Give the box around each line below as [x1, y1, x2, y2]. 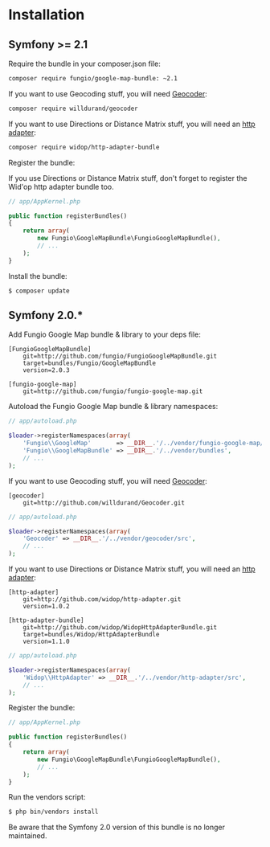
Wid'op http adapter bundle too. [8, 182, 114, 191]
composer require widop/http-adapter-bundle [8, 143, 160, 151]
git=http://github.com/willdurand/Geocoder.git [22, 498, 185, 507]
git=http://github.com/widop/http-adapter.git [22, 595, 182, 604]
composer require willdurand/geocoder [8, 104, 138, 113]
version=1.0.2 [22, 603, 70, 611]
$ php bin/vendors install [8, 808, 99, 816]
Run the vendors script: [8, 792, 86, 802]
